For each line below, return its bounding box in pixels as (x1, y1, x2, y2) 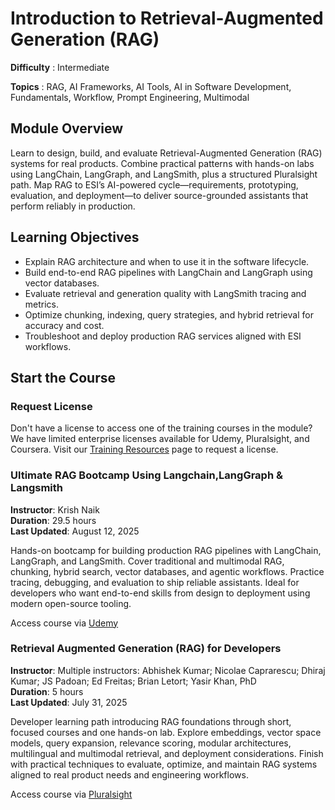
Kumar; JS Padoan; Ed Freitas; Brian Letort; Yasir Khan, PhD (10, 675, 257, 687)
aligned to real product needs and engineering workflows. (10, 768, 249, 781)
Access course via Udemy (10, 617, 119, 629)
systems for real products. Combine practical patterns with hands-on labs (10, 157, 315, 169)
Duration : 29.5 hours (10, 514, 97, 526)
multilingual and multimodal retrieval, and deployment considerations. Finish (10, 747, 324, 759)
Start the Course (10, 369, 116, 386)
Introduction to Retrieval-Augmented (10, 7, 324, 30)
